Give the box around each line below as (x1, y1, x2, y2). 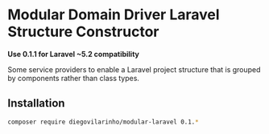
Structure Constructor (7, 22, 159, 41)
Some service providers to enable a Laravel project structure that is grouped (7, 64, 261, 74)
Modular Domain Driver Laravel (7, 6, 220, 24)
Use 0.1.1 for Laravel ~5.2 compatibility (7, 49, 140, 59)
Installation (7, 96, 65, 110)
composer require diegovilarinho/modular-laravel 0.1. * (7, 118, 199, 126)
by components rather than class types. (7, 73, 140, 83)
